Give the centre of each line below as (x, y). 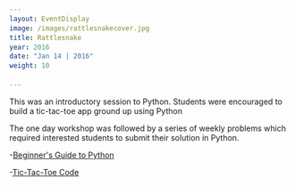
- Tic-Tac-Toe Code (44, 172)
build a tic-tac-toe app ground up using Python (96, 110)
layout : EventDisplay (50, 19)
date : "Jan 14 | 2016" (51, 57)
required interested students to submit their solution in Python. (124, 137)
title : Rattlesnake (46, 37)
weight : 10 (29, 66)
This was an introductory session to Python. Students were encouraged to (146, 101)
